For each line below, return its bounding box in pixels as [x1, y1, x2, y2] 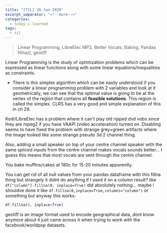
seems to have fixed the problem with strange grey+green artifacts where [5, 126, 157, 132]
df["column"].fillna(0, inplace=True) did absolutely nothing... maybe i [5, 182, 154, 188]
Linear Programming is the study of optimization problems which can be [5, 59, 154, 65]
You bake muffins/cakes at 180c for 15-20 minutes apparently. [5, 162, 133, 167]
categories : [5, 16, 30, 21]
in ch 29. [12, 106, 31, 112]
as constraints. [5, 70, 36, 75]
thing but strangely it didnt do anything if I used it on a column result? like [5, 177, 156, 182]
